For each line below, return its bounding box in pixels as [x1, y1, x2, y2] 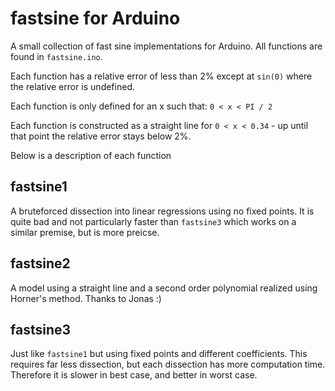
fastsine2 [10, 255, 71, 272]
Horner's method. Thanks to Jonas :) [10, 292, 162, 304]
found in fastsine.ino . [10, 50, 103, 62]
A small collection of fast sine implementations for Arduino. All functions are [10, 40, 323, 52]
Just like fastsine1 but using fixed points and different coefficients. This [10, 348, 308, 360]
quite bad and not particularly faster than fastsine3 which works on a [10, 215, 297, 227]
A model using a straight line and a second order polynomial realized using [10, 282, 318, 294]
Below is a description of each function [10, 149, 172, 161]
